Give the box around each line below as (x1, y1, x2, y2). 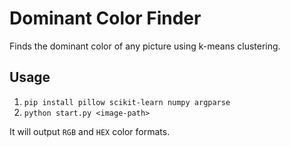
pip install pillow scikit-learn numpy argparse (23, 97, 231, 107)
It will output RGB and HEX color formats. (9, 125, 171, 137)
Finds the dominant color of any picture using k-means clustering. (9, 40, 281, 52)
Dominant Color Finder (9, 7, 202, 30)
